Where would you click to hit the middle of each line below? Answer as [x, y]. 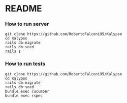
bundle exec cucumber [27, 91]
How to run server [27, 24]
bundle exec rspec [24, 96]
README [24, 9]
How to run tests [25, 64]
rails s [13, 51]
